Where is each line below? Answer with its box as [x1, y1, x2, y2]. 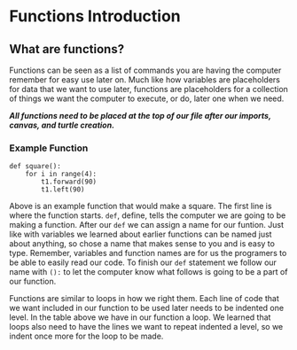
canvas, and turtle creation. [9, 120, 115, 130]
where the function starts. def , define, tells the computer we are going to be [9, 210, 286, 221]
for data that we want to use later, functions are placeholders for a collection [9, 84, 288, 94]
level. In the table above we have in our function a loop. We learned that [9, 312, 271, 323]
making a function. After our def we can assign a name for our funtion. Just [9, 220, 285, 230]
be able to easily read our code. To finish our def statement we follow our [9, 257, 277, 268]
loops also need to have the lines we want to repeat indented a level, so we [9, 322, 284, 332]
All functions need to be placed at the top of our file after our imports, [9, 111, 272, 121]
